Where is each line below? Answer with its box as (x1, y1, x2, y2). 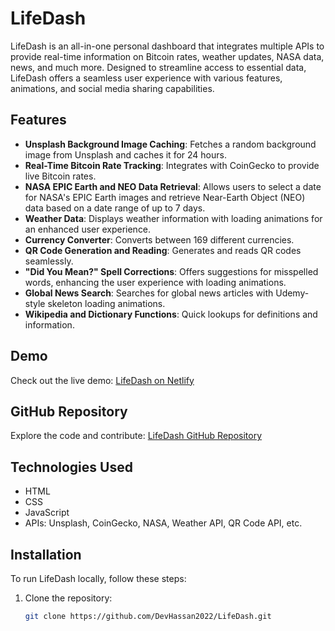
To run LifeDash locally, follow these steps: (10, 573, 187, 584)
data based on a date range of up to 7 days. (24, 202, 206, 214)
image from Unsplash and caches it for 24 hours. (24, 148, 227, 161)
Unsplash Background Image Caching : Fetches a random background (24, 138, 317, 150)
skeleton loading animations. (47, 297, 166, 309)
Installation (10, 546, 82, 563)
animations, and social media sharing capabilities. (10, 82, 215, 94)
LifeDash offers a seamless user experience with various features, (10, 72, 283, 84)
